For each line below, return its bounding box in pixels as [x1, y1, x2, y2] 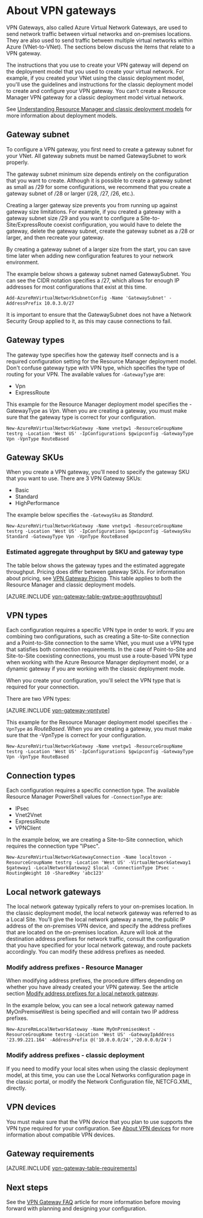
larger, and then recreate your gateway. [6, 233, 105, 241]
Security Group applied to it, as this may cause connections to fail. [6, 317, 172, 325]
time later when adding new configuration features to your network [6, 252, 174, 259]
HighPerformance [15, 500, 60, 507]
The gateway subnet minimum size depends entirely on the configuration [6, 170, 189, 177]
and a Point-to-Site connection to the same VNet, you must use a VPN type [6, 639, 195, 647]
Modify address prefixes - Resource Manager [6, 963, 143, 972]
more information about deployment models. [6, 112, 118, 119]
